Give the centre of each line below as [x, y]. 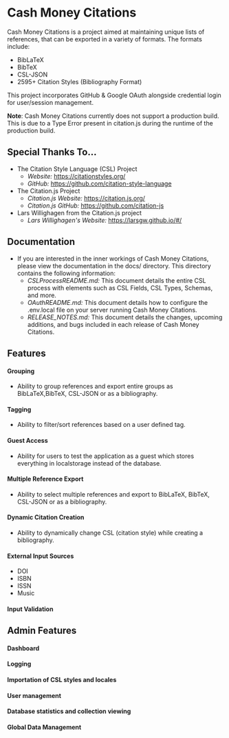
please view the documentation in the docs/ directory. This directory [114, 266]
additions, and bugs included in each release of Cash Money [113, 324]
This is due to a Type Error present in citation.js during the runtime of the [110, 123]
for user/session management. [51, 102]
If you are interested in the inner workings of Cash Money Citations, [113, 258]
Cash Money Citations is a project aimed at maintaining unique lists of [106, 32]
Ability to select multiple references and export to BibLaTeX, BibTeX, [113, 494]
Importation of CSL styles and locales [62, 679]
